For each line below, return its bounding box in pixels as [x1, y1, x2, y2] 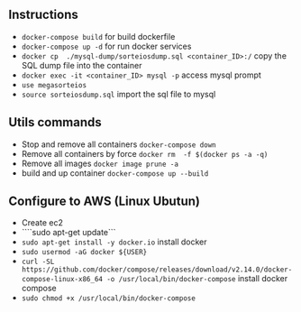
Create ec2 [21, 217, 64, 228]
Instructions [8, 7, 78, 23]
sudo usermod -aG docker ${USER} [21, 248, 148, 257]
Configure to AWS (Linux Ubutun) [8, 194, 200, 209]
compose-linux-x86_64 [21, 275, 103, 284]
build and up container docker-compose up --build [21, 167, 209, 179]
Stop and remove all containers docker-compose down [21, 139, 217, 150]
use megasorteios [21, 80, 87, 89]
